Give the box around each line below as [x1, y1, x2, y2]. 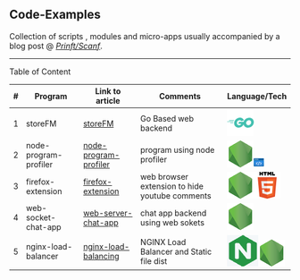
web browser [139, 172, 189, 182]
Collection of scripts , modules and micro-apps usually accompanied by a [9, 30, 280, 41]
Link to [95, 86, 121, 97]
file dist [139, 255, 168, 267]
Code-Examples [9, 7, 101, 22]
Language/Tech [227, 90, 287, 101]
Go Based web [139, 114, 195, 124]
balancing [83, 250, 120, 262]
